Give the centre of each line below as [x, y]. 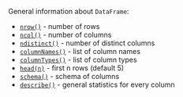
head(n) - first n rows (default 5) [72, 68]
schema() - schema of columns [69, 76]
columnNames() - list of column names [80, 51]
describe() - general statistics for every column [97, 84]
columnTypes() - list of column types [78, 59]
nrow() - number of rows [60, 26]
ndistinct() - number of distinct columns [87, 43]
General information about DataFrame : [69, 11]
